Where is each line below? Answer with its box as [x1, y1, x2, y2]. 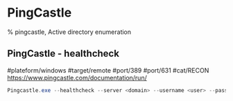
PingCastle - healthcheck [7, 48, 120, 59]
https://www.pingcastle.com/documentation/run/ [7, 73, 147, 82]
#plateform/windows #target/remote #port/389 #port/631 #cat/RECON [7, 66, 209, 74]
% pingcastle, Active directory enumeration [7, 28, 132, 36]
